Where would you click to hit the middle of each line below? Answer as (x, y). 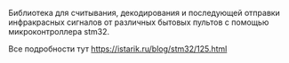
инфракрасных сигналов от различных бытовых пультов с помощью (139, 22)
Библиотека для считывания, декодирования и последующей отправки (144, 13)
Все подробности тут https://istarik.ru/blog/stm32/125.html (118, 49)
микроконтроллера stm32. (59, 31)
